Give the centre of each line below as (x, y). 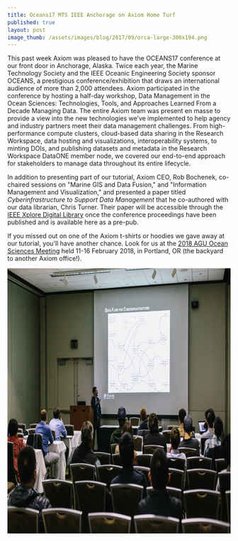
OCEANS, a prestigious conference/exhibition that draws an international (113, 81)
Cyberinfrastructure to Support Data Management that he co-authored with (118, 200)
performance (27, 134)
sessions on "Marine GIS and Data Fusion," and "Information (119, 185)
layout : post (27, 30)
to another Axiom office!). (45, 259)
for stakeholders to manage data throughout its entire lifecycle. (99, 163)
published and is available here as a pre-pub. (73, 222)
